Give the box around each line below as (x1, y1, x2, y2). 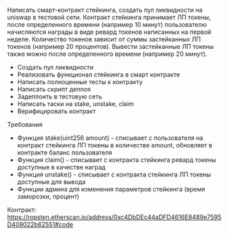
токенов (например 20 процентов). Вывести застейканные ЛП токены (7, 43, 214, 50)
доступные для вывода (17, 178, 86, 185)
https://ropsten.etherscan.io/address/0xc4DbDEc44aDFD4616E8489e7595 (7, 213, 222, 221)
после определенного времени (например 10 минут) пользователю (7, 21, 207, 28)
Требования (7, 121, 43, 128)
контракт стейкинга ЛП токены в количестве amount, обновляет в (17, 141, 212, 149)
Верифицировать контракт (17, 107, 97, 115)
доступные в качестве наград (17, 163, 106, 171)
